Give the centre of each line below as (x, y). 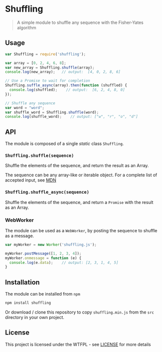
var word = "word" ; (25, 108)
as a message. (19, 236)
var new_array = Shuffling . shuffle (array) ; (50, 67)
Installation (22, 282)
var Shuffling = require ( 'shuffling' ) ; (45, 54)
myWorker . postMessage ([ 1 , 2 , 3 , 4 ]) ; (43, 253)
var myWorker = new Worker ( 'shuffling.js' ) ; (51, 244)
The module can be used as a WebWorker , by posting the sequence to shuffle (81, 230)
